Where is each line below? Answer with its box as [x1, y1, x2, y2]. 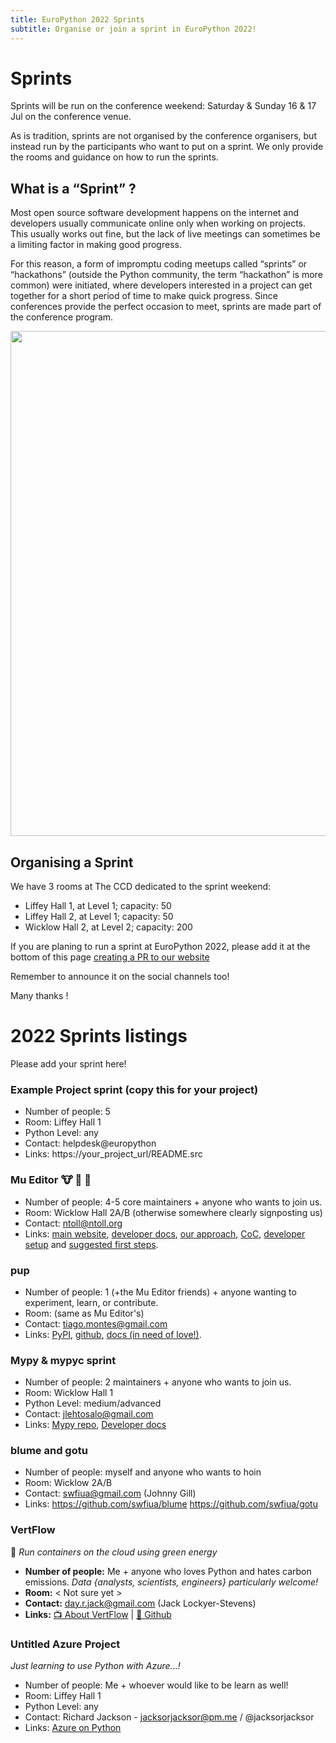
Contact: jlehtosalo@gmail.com [24, 1408, 154, 1420]
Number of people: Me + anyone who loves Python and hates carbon [24, 1565, 312, 1577]
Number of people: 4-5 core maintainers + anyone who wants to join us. [24, 1196, 323, 1208]
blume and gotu [10, 1444, 88, 1458]
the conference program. [10, 311, 114, 323]
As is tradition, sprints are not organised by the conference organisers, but [10, 130, 317, 142]
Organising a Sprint [10, 854, 134, 871]
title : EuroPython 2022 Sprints [10, 14, 145, 25]
